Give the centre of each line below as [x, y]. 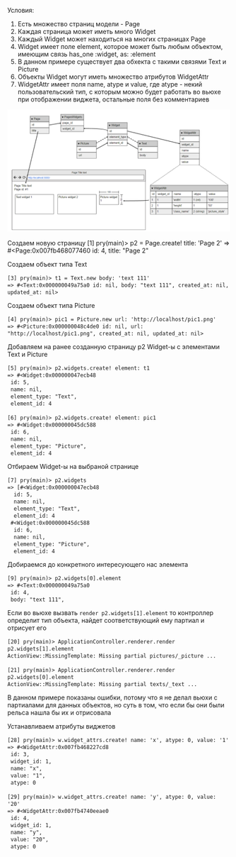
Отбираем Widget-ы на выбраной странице [73, 466]
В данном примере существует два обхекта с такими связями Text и [122, 62]
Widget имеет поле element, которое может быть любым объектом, [120, 46]
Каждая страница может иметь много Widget [87, 32]
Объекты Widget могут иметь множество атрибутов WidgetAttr [113, 77]
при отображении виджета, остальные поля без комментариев [113, 99]
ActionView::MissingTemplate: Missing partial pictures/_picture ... [112, 656]
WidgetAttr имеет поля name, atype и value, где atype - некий [110, 84]
